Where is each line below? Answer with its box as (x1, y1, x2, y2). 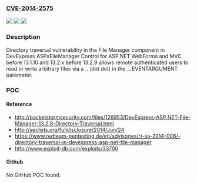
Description (6, 33, 41, 41)
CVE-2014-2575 (6, 4, 54, 12)
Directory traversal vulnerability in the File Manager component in (6, 46, 165, 54)
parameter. (6, 71, 33, 78)
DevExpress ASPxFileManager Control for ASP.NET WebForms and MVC (6, 52, 182, 59)
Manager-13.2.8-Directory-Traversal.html (14, 119, 114, 127)
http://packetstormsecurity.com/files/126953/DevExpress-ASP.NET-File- (14, 114, 191, 121)
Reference (6, 101, 32, 108)
